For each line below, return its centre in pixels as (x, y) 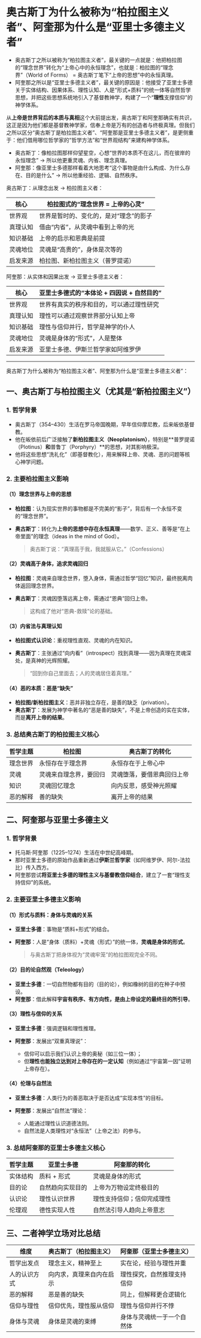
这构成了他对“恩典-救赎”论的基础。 (73, 611)
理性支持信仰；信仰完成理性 (132, 1199)
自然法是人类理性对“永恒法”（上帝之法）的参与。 (84, 1131)
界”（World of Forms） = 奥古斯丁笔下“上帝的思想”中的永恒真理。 (96, 75)
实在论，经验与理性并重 (153, 1263)
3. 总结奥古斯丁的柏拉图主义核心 (53, 735)
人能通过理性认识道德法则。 (58, 1124)
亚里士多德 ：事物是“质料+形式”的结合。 (63, 929)
